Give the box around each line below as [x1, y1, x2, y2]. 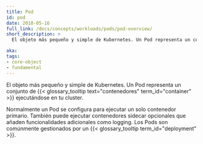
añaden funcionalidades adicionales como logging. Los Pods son [6, 118, 168, 125]
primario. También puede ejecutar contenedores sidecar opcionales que [6, 112, 186, 119]
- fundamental [6, 64, 42, 70]
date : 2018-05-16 [6, 20, 50, 26]
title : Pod [6, 8, 34, 15]
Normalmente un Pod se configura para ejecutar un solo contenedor [6, 105, 176, 113]
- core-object [6, 58, 42, 65]
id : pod [6, 14, 26, 20]
